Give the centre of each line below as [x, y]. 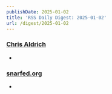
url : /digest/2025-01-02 [38, 23]
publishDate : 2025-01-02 [38, 12]
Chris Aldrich [26, 44]
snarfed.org [24, 73]
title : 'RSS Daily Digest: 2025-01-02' [57, 18]
